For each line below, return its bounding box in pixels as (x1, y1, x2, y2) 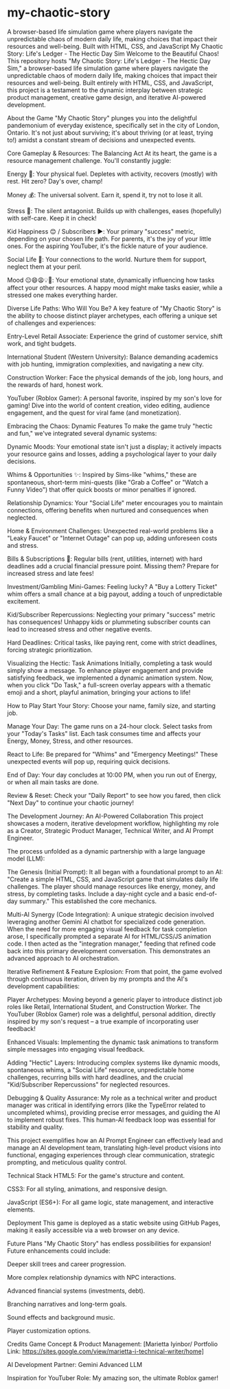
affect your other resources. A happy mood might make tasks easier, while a (7, 283, 223, 291)
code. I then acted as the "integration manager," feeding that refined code (7, 940, 216, 948)
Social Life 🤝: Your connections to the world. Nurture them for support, (7, 255, 207, 263)
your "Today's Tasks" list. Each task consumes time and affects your (7, 729, 201, 737)
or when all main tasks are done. (7, 778, 100, 786)
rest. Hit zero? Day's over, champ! (7, 177, 103, 185)
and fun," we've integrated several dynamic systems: (7, 429, 157, 437)
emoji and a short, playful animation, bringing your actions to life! (7, 688, 191, 696)
